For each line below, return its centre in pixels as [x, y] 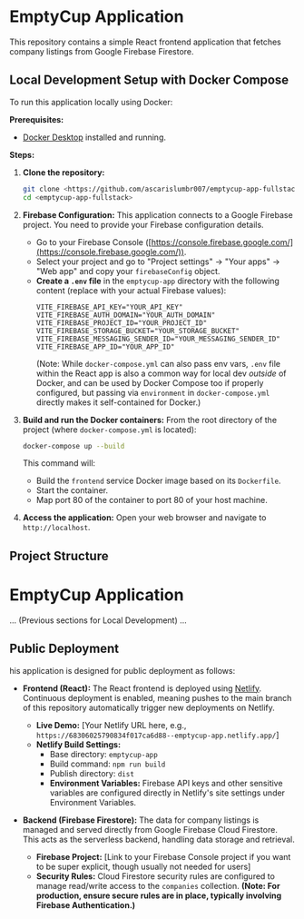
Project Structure [59, 556]
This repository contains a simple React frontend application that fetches [145, 42]
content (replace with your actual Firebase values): [131, 290]
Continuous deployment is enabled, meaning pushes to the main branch [157, 697]
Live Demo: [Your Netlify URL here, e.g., [111, 725]
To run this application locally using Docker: [91, 102]
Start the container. [72, 490]
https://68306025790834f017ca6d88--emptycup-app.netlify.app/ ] [157, 735]
